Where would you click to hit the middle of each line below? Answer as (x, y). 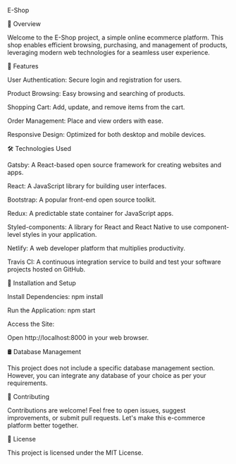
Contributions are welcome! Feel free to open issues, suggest (97, 410)
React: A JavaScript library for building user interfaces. (87, 186)
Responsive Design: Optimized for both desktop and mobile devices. (107, 134)
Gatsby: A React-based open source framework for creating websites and (114, 165)
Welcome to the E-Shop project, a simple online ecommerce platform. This (116, 37)
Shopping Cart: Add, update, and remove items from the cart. (96, 107)
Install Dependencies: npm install (55, 297)
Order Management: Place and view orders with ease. (85, 121)
